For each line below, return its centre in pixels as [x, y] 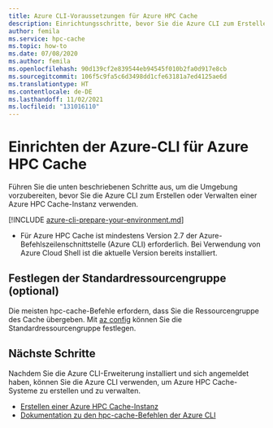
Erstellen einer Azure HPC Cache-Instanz [89, 406]
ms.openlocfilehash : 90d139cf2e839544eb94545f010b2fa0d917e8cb [118, 69]
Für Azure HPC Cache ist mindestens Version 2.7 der [108, 236]
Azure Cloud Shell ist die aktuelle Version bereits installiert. [119, 253]
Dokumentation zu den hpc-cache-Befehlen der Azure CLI [118, 415]
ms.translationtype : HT [49, 84]
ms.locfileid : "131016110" [54, 107]
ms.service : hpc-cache [47, 39]
